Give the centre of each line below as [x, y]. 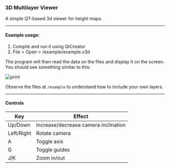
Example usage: [23, 35]
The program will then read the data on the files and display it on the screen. [85, 61]
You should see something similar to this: [48, 67]
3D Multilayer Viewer [32, 8]
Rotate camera [53, 133]
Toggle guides [53, 150]
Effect [81, 116]
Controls [15, 103]
